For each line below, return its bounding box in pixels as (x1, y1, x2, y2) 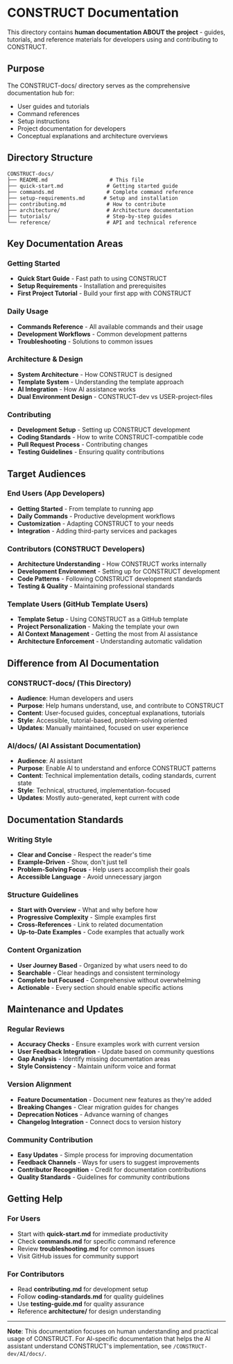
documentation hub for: (7, 88, 75, 97)
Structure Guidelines (7, 890, 79, 900)
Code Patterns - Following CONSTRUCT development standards (17, 575, 202, 583)
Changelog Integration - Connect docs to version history (17, 1117, 182, 1126)
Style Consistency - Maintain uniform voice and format (17, 1062, 176, 1071)
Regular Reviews (7, 1024, 65, 1034)
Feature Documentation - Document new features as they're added (17, 1095, 212, 1103)
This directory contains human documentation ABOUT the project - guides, (7, 28, 225, 36)
